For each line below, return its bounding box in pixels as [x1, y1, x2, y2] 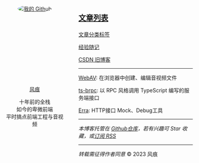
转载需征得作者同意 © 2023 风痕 [78, 151, 158, 158]
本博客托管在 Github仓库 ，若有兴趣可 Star [78, 125, 181, 132]
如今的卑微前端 [16, 106, 53, 113]
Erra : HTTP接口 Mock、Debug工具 [78, 107, 163, 114]
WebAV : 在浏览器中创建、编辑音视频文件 [78, 74, 178, 81]
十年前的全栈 [19, 98, 51, 105]
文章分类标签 [78, 31, 110, 38]
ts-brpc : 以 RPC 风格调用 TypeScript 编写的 [78, 87, 185, 94]
